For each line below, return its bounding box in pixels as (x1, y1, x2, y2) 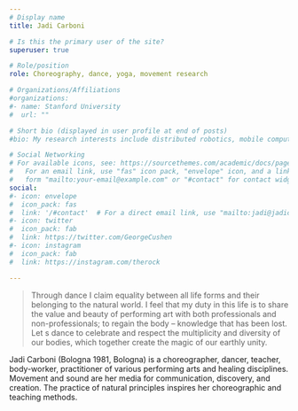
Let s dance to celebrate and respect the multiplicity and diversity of (30, 327, 281, 337)
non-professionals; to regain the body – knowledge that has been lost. (30, 318, 288, 329)
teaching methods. (9, 392, 78, 402)
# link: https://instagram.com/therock (9, 258, 161, 267)
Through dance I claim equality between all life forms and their (30, 290, 260, 300)
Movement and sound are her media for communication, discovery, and (9, 373, 271, 384)
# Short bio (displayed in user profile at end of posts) (9, 126, 228, 136)
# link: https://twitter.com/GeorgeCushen (9, 233, 173, 242)
